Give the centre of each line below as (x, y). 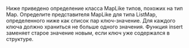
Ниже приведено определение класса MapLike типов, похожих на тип (94, 8)
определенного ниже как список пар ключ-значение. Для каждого (91, 21)
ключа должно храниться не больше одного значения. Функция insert (94, 27)
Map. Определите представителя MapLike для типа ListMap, (82, 14)
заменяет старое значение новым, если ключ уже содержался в (88, 33)
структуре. (20, 39)
